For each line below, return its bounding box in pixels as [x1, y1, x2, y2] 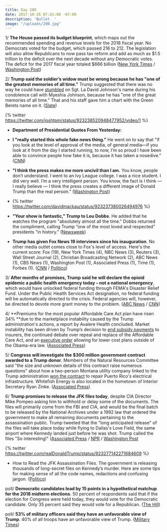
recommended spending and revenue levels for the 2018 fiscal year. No [5, 40, 152, 46]
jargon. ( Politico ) [12, 476, 46, 482]
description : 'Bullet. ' [5, 16, 57, 21]
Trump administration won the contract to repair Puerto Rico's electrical [5, 373, 152, 379]
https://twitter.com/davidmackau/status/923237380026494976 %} [12, 203, 151, 209]
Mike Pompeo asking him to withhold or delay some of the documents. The [5, 399, 159, 405]
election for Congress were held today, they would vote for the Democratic [5, 496, 158, 502]
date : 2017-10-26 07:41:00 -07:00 [5, 12, 77, 17]
